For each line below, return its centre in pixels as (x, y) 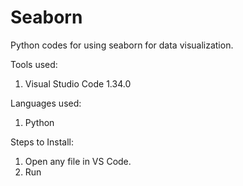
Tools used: (34, 64)
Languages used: (46, 103)
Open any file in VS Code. (78, 161)
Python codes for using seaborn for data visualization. (122, 45)
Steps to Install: (42, 142)
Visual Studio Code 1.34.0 (78, 83)
